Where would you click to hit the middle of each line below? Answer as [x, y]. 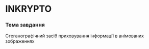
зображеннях [20, 41]
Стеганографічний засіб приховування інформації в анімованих [75, 36]
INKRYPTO [29, 9]
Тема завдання [25, 25]
